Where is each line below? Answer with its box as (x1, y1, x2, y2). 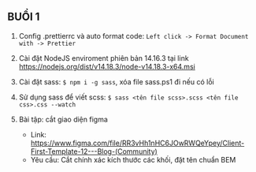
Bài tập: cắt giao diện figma (18, 114, 108, 124)
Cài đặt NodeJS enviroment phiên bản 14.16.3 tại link (18, 53, 190, 62)
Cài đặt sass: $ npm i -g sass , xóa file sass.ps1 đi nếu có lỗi (18, 77, 214, 86)
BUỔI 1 (7, 10, 40, 24)
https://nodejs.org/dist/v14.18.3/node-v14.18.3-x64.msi (18, 62, 196, 71)
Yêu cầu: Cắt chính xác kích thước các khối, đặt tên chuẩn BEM (30, 155, 236, 164)
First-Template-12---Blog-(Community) (30, 146, 158, 156)
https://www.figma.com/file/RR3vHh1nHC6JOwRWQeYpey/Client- (30, 138, 245, 148)
